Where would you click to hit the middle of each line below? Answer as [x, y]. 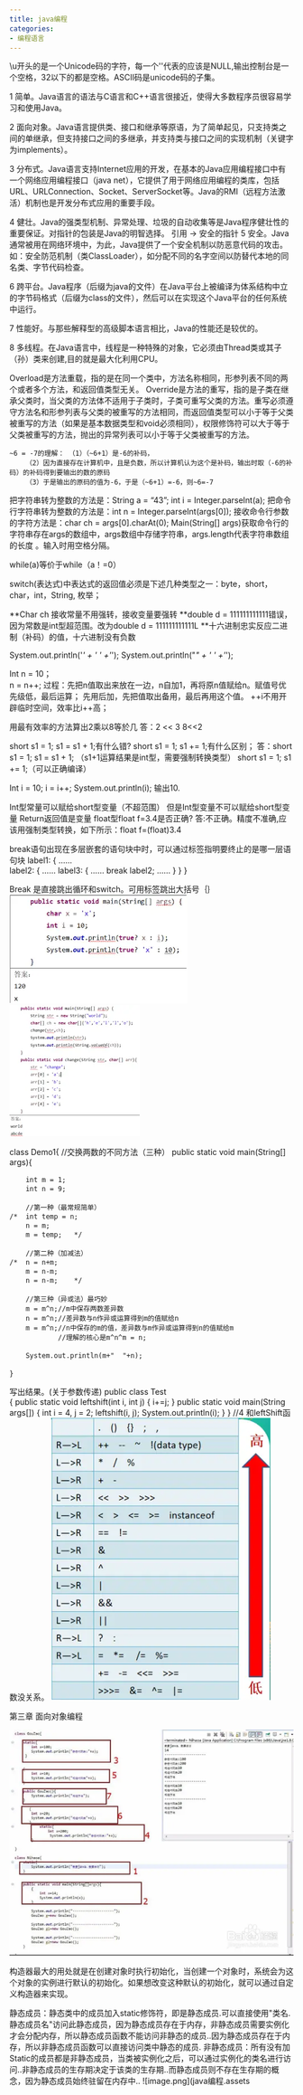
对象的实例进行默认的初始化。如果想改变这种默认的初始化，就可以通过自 [151, 1983]
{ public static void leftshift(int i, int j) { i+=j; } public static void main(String [147, 1402]
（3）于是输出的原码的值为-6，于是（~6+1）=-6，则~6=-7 [119, 483]
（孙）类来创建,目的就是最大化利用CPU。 [86, 359]
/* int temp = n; [44, 1217]
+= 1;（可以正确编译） [50, 769]
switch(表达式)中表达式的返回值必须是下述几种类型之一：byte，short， [141, 584]
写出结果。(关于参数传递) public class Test [88, 1392]
